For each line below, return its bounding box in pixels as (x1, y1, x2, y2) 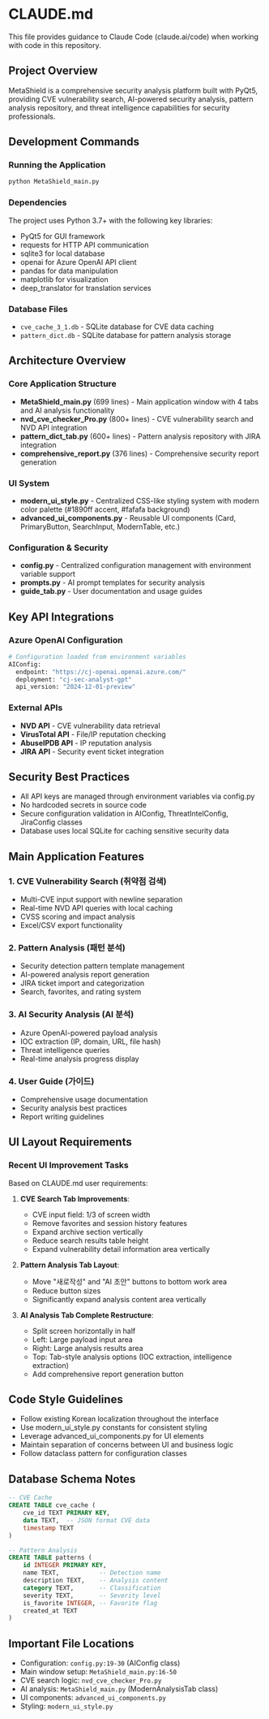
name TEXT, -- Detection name (23, 1569, 161, 1577)
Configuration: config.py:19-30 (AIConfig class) (19, 1658, 181, 1668)
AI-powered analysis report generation (19, 970, 150, 980)
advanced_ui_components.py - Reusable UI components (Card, (19, 513, 237, 522)
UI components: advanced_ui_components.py (19, 1693, 167, 1703)
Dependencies (8, 197, 67, 208)
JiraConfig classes (19, 817, 83, 827)
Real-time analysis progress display (19, 1054, 139, 1063)
